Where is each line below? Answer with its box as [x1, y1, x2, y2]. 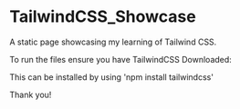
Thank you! [9, 89, 52, 100]
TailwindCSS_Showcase [9, 6, 196, 27]
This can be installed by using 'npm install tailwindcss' [9, 71, 214, 83]
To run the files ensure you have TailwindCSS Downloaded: [9, 54, 233, 64]
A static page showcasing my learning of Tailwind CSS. [9, 36, 217, 47]
